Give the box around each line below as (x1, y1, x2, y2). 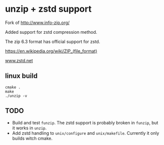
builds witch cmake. (12, 135, 53, 141)
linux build (5, 72, 38, 80)
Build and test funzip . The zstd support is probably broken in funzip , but (12, 120, 159, 125)
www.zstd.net (5, 57, 33, 63)
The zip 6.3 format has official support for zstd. (5, 38, 100, 45)
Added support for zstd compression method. (5, 29, 97, 35)
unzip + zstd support (5, 3, 92, 15)
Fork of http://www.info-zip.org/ (5, 20, 70, 25)
